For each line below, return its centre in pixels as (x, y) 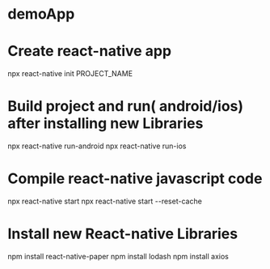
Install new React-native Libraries (123, 234)
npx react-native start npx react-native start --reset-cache (105, 201)
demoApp (41, 14)
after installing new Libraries (105, 124)
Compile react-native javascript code (135, 179)
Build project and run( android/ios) (126, 107)
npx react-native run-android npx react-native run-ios (97, 146)
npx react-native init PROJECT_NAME (70, 74)
